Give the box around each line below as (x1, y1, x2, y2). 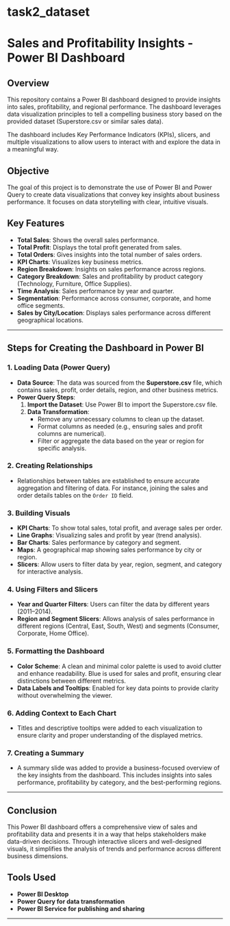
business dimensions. (7, 852, 68, 860)
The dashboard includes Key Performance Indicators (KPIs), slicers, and (7, 131, 211, 139)
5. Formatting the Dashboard (7, 646, 105, 656)
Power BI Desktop (16, 890, 69, 898)
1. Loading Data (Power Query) (7, 363, 111, 372)
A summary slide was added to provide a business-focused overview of (16, 764, 220, 772)
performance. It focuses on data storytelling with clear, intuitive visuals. (7, 198, 209, 206)
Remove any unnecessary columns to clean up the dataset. (37, 415, 205, 423)
